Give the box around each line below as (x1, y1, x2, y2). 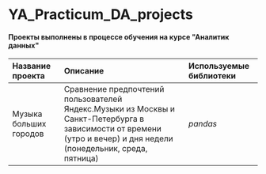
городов (12, 128, 44, 139)
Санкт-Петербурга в (63, 113, 145, 124)
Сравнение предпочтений (63, 84, 165, 95)
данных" (8, 40, 40, 50)
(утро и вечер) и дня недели (63, 133, 173, 144)
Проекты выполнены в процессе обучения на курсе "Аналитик (8, 32, 230, 41)
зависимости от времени (63, 123, 162, 134)
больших (12, 119, 47, 130)
